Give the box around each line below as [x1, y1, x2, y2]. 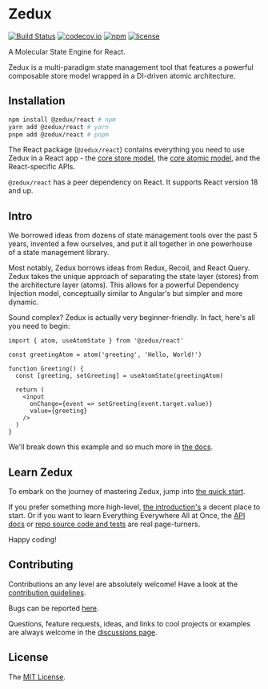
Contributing [8, 558, 74, 572]
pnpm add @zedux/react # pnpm [8, 130, 110, 139]
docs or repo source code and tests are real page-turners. [8, 519, 201, 529]
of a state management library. [8, 248, 110, 257]
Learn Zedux [8, 465, 74, 479]
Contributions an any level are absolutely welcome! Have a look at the [8, 579, 238, 589]
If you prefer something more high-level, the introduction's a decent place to [8, 502, 261, 512]
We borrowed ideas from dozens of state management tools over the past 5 [8, 230, 258, 241]
